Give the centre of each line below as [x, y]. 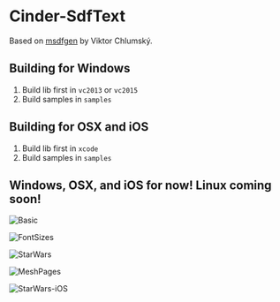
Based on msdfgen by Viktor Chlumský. [81, 41]
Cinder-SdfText [68, 16]
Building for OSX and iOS [79, 127]
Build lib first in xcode [60, 148]
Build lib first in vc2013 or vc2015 [80, 89]
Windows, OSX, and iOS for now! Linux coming [140, 185]
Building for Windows [70, 68]
